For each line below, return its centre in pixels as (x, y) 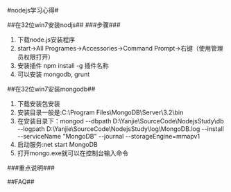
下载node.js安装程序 (46, 40)
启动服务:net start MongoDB (58, 145)
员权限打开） (35, 57)
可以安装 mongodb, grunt (53, 74)
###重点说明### (31, 168)
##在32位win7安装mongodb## (51, 89)
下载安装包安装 (38, 104)
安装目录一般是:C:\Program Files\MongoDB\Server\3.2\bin (100, 112)
